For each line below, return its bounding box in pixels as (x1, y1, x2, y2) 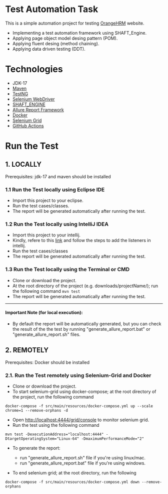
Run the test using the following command (12, 422, 99, 428)
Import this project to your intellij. (12, 232, 81, 238)
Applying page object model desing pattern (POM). (12, 35, 118, 41)
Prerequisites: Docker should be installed (5, 359, 90, 365)
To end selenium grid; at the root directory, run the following (12, 470, 136, 476)
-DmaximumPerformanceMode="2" (81, 436, 144, 441)
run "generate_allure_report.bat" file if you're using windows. (19, 460, 146, 466)
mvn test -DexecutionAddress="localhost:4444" (5, 432, 104, 437)
